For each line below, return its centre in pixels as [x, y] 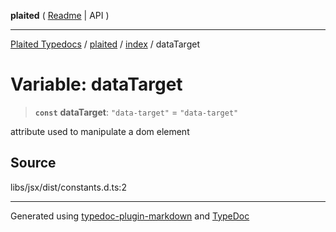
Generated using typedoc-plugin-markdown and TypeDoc [130, 216]
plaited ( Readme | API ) [60, 15]
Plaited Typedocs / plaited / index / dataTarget [105, 44]
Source [33, 163]
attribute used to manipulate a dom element [100, 131]
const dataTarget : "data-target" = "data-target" [136, 112]
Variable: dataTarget [96, 84]
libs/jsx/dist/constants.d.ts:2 [68, 187]
